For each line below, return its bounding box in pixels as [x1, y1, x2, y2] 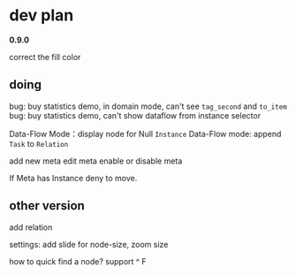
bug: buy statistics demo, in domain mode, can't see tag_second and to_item [9, 101, 287, 111]
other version [9, 198, 86, 213]
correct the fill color [9, 51, 81, 62]
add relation [9, 222, 53, 233]
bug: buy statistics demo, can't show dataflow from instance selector [9, 110, 262, 120]
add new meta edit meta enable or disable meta [9, 156, 183, 166]
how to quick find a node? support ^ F [9, 256, 148, 266]
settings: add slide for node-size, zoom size [9, 239, 169, 249]
